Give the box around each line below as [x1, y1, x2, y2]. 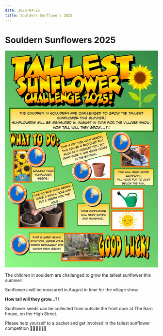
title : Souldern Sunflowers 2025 [5, 13, 73, 18]
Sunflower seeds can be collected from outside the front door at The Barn [5, 306, 153, 312]
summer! [5, 277, 23, 284]
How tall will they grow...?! [5, 296, 59, 302]
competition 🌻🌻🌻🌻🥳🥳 [5, 325, 47, 331]
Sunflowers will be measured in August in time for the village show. [5, 287, 139, 293]
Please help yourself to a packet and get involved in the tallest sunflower [5, 320, 150, 326]
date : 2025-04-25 [5, 8, 40, 13]
